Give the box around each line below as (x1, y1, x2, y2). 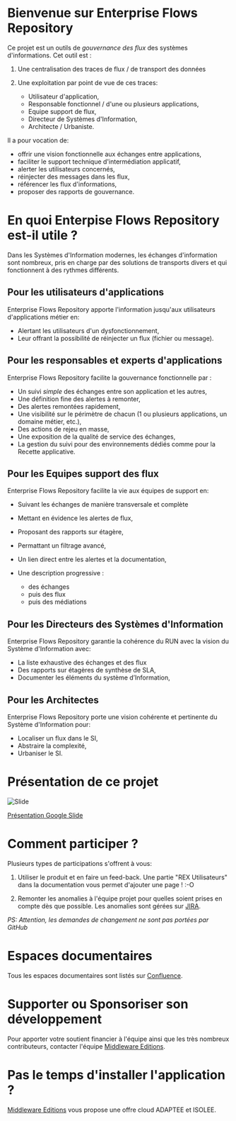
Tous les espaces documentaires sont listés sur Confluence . (7, 971, 183, 979)
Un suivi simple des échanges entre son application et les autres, (17, 387, 207, 395)
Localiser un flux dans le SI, (17, 733, 98, 742)
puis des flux (28, 590, 66, 599)
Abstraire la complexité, (17, 741, 87, 750)
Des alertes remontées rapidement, (17, 402, 121, 410)
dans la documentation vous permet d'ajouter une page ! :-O (17, 880, 194, 889)
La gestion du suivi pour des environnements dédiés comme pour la (17, 439, 216, 448)
